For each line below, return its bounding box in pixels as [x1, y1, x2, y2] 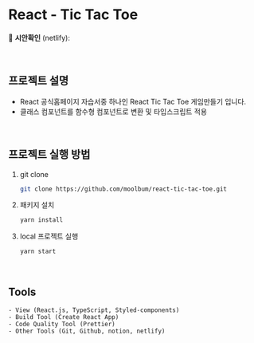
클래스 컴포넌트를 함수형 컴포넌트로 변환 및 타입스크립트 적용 [19, 106, 208, 116]
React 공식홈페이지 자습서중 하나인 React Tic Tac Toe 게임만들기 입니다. [19, 97, 247, 106]
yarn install [19, 216, 64, 224]
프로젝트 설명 [8, 74, 69, 88]
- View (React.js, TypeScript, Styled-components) [8, 306, 180, 314]
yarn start [19, 247, 57, 256]
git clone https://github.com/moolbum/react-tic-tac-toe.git [19, 185, 228, 193]
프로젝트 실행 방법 [8, 148, 91, 161]
